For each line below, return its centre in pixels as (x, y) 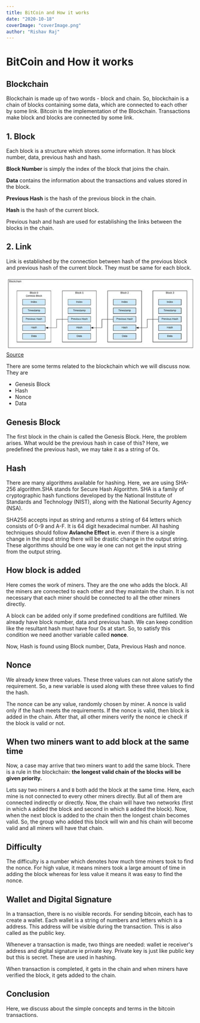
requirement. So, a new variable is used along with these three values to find (100, 686)
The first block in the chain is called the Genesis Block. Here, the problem (96, 437)
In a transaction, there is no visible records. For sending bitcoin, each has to (99, 914)
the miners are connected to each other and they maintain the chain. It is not (100, 591)
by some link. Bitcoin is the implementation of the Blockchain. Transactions (98, 111)
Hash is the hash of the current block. (53, 210)
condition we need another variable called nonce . (67, 635)
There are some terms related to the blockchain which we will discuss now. (99, 366)
